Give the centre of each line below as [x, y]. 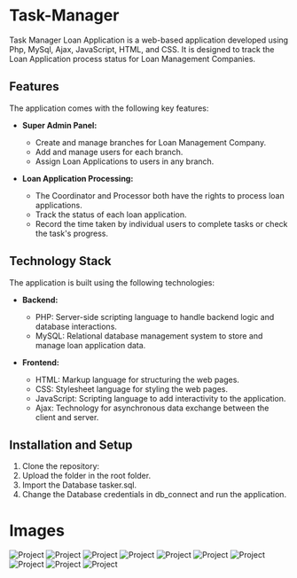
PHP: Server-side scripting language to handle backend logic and [155, 316]
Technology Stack [60, 261]
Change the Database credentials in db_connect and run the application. [154, 495]
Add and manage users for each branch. [109, 152]
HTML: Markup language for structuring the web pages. [137, 379]
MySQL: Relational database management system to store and [149, 336]
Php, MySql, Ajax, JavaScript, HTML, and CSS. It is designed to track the [142, 49]
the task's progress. [72, 233]
